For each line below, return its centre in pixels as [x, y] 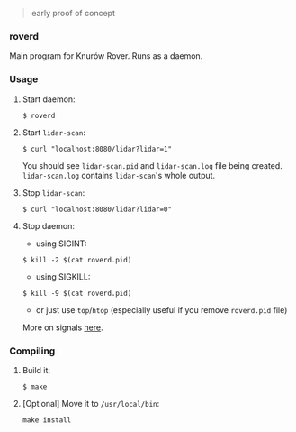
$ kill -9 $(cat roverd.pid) [77, 293]
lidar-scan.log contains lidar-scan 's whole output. [119, 175]
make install [47, 420]
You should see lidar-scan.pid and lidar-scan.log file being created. [152, 165]
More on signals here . [63, 327]
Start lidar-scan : [54, 132]
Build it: [36, 370]
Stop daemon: [48, 225]
